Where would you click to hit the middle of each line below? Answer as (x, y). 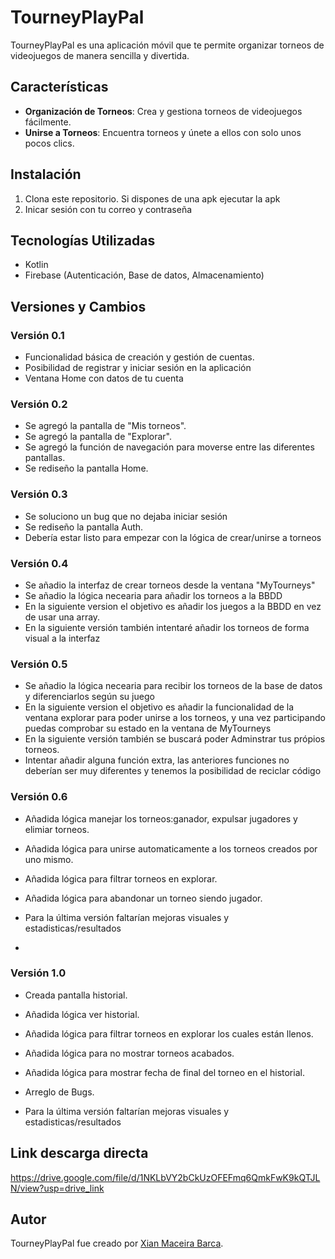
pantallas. (45, 458)
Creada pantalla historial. (76, 995)
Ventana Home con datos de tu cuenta (104, 378)
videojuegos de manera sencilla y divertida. (100, 55)
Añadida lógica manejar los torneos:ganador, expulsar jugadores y (161, 818)
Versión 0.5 (39, 664)
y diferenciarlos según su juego (89, 697)
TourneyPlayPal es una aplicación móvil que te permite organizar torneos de (167, 45)
